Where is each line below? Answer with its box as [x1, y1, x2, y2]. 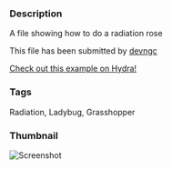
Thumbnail [9, 129, 59, 142]
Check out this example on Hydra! [9, 63, 137, 75]
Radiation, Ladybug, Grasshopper [9, 106, 136, 117]
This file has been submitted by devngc [9, 45, 157, 56]
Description [9, 7, 63, 20]
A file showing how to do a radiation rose [9, 28, 163, 39]
